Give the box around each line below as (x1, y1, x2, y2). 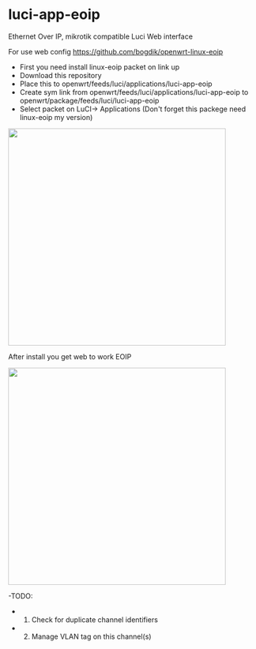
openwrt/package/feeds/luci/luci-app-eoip (19, 96, 160, 105)
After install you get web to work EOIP (8, 351, 132, 361)
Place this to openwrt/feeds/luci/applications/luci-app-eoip (19, 79, 213, 88)
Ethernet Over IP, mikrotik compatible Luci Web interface (8, 32, 194, 41)
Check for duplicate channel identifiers (31, 614, 158, 625)
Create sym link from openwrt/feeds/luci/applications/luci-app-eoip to (19, 87, 249, 96)
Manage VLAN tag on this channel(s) (31, 632, 152, 641)
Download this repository (19, 70, 102, 80)
